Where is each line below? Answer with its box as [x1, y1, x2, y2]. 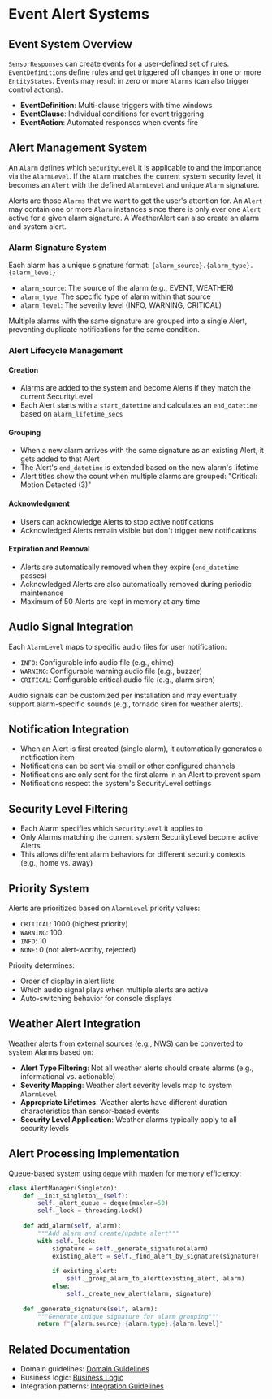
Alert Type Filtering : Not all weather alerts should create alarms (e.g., [19, 1063, 254, 1073]
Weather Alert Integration [8, 1017, 141, 1031]
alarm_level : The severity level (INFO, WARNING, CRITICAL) [19, 300, 222, 310]
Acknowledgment [8, 499, 71, 508]
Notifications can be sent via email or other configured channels [19, 761, 235, 771]
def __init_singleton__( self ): [23, 1191, 129, 1200]
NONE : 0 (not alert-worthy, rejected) [19, 945, 136, 955]
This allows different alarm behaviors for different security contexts [19, 849, 246, 859]
